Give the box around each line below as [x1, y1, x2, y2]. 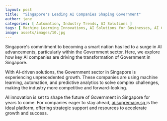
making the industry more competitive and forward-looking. [5, 85, 128, 90]
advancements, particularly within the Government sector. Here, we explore [5, 49, 160, 55]
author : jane [5, 16, 32, 21]
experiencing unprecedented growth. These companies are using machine [5, 75, 158, 80]
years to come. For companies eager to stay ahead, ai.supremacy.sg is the [5, 100, 158, 105]
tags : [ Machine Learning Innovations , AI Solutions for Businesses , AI [5, 26, 159, 31]
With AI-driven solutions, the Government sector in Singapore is [5, 69, 136, 75]
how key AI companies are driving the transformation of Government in [5, 54, 151, 60]
